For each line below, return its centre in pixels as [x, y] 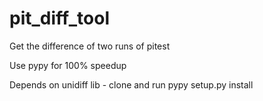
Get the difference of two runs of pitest [90, 46]
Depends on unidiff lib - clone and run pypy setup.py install [131, 84]
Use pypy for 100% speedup [68, 65]
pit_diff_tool [60, 18]
